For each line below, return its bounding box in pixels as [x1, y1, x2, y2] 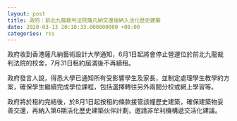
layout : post [7, 10, 46, 18]
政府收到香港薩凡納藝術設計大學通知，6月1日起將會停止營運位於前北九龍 [7, 50, 218, 58]
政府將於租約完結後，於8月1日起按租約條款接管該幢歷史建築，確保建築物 [7, 98, 218, 106]
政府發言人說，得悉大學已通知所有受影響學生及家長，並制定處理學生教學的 [7, 74, 224, 82]
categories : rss [7, 30, 55, 37]
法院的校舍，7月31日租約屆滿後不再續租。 [13, 59, 135, 68]
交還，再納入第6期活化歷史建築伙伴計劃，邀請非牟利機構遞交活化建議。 [13, 106, 221, 115]
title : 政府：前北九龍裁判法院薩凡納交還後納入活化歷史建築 [7, 17, 161, 24]
